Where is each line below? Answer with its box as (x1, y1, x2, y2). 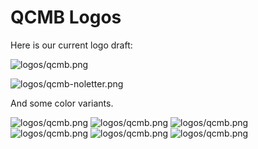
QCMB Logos (10, 6, 122, 29)
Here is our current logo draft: (10, 39, 133, 51)
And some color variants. (10, 97, 114, 109)
